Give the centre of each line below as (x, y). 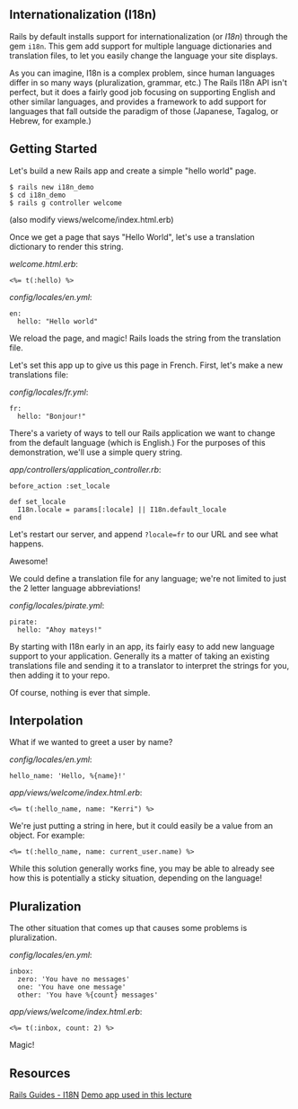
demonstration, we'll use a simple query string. (96, 452)
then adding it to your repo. (60, 675)
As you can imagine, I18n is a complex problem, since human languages (142, 73)
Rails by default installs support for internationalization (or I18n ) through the (149, 36)
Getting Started (53, 149)
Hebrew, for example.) (50, 120)
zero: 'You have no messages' (74, 980)
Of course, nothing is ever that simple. (80, 692)
